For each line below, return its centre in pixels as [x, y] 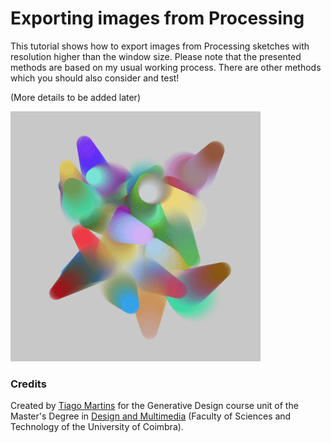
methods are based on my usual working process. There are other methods [166, 67]
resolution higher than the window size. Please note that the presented [156, 56]
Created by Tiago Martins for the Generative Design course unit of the [154, 406]
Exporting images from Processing [157, 18]
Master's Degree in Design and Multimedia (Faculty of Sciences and [151, 416]
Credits [28, 384]
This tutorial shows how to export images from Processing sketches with [160, 46]
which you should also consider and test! [95, 78]
